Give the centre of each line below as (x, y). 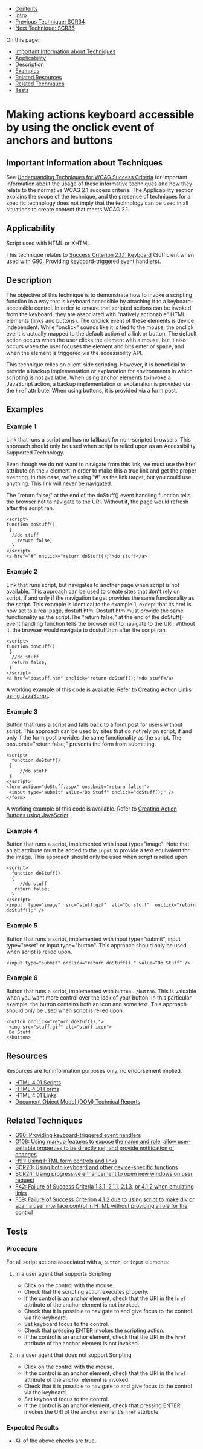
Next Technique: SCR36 (45, 28)
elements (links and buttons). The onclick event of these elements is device (100, 320)
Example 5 (22, 926)
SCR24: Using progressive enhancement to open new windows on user (104, 1174)
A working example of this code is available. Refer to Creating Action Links (99, 689)
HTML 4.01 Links (36, 1095)
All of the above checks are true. (56, 1441)
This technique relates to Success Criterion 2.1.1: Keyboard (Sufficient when (100, 254)
